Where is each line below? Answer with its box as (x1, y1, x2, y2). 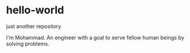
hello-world (6, 3, 65, 17)
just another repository (6, 23, 62, 30)
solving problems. (6, 40, 50, 47)
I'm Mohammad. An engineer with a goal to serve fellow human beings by (6, 34, 185, 41)
